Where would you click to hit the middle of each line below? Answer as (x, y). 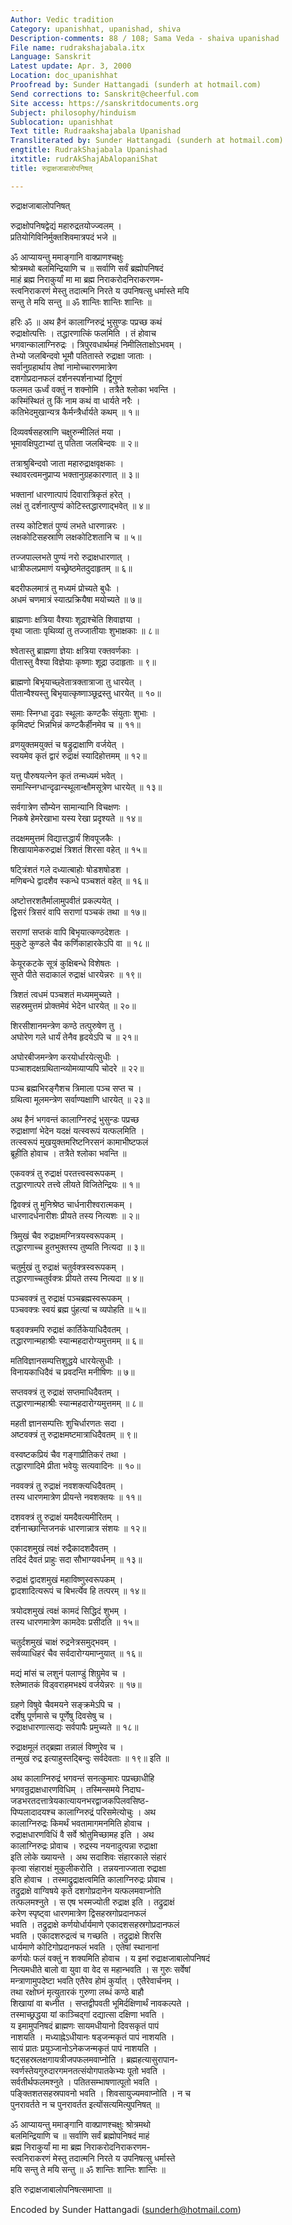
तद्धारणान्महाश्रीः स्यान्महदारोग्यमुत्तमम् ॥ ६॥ (76, 1340)
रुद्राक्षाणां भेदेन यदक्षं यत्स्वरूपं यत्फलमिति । (77, 1130)
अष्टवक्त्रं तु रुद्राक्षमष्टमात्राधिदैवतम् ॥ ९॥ (74, 1434)
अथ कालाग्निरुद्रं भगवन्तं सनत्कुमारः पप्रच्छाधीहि (82, 1778)
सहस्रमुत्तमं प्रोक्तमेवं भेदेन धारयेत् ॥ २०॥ (73, 1005)
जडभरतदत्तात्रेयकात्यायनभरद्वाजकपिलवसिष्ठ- (80, 1800)
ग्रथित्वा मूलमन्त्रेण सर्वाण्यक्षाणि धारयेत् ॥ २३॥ (80, 1099)
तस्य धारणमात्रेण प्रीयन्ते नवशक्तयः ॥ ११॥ (76, 1497)
